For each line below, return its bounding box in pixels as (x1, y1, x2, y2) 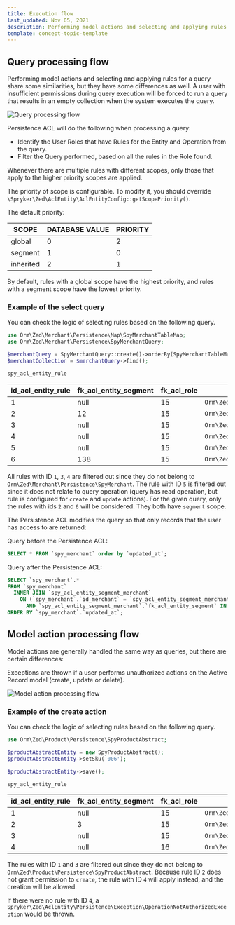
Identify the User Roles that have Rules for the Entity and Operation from (17, 137, 227, 146)
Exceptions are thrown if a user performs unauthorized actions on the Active (7, 668, 227, 677)
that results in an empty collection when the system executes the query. (7, 97, 215, 105)
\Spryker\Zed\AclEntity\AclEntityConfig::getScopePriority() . (7, 194, 191, 203)
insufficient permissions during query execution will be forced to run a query (7, 89, 228, 98)
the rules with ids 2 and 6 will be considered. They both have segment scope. (7, 502, 227, 511)
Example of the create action (7, 706, 107, 716)
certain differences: (7, 654, 64, 663)
